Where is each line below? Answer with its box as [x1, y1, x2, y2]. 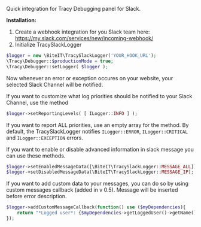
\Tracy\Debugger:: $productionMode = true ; [6, 58, 114, 64]
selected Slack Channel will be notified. [6, 81, 103, 88]
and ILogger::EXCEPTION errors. [6, 134, 84, 141]
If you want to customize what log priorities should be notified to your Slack [6, 92, 193, 99]
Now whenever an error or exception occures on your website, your [6, 74, 173, 81]
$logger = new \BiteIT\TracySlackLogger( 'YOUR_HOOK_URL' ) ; [6, 53, 157, 59]
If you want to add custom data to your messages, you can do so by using [6, 180, 188, 187]
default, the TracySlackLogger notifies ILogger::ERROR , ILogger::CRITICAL [6, 128, 188, 135]
